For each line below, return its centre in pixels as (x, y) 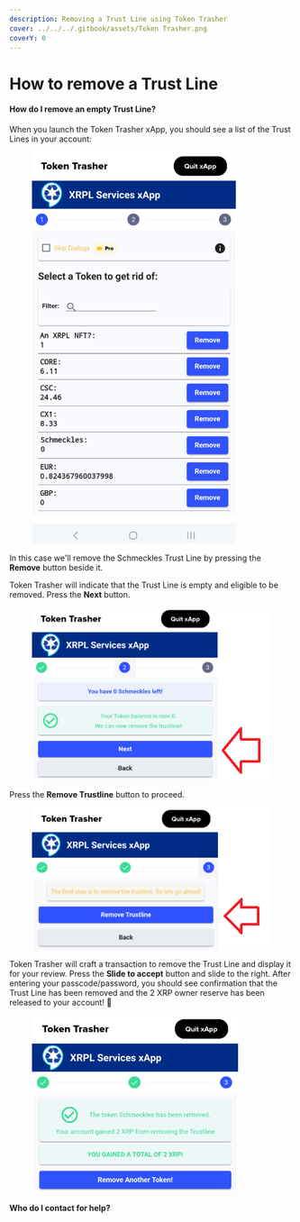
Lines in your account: (50, 139)
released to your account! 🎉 (61, 1002)
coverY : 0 (28, 38)
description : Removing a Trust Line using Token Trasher (118, 19)
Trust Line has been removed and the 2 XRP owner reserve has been (137, 992)
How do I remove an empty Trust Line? (82, 109)
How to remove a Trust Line (114, 83)
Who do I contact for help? (60, 1208)
